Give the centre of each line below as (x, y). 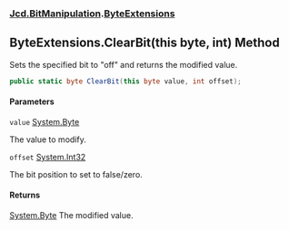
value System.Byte (45, 121)
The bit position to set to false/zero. (76, 174)
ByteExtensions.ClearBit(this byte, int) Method (144, 43)
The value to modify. (48, 139)
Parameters (32, 101)
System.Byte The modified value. (71, 216)
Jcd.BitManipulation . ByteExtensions (92, 14)
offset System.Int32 (48, 157)
